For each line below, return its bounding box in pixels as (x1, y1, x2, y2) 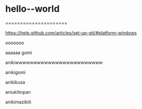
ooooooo (5, 39, 24, 46)
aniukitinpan (5, 89, 31, 95)
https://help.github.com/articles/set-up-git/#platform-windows (5, 30, 137, 36)
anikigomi (5, 69, 26, 75)
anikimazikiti (5, 99, 32, 105)
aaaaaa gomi (5, 49, 32, 56)
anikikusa (5, 79, 25, 85)
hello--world (5, 3, 60, 15)
